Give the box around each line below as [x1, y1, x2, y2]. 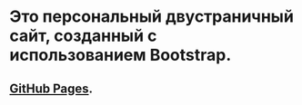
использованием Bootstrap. [9, 45, 232, 65]
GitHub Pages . [9, 81, 94, 96]
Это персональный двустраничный [9, 6, 294, 27]
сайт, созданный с [9, 25, 157, 46]
